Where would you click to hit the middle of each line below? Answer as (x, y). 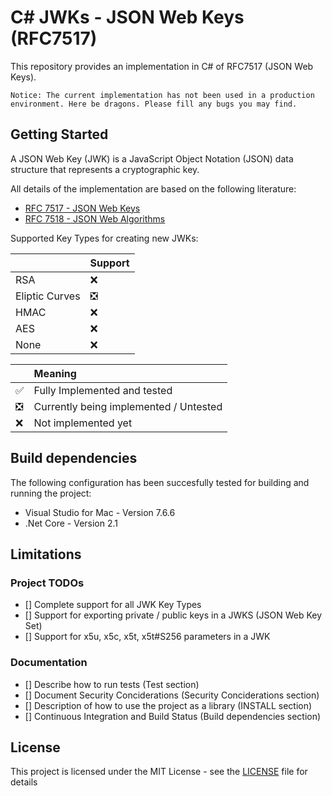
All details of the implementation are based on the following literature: (153, 188)
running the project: (51, 493)
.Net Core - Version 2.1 (71, 523)
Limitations (46, 554)
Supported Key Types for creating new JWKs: (104, 238)
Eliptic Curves (48, 296)
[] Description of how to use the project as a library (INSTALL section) (168, 705)
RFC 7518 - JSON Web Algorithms (95, 218)
